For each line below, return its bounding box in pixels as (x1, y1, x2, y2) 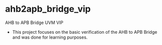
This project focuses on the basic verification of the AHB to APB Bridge (12, 29, 158, 35)
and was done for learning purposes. (12, 34, 88, 40)
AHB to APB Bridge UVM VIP (5, 20, 63, 25)
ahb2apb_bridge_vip (5, 3, 91, 15)
